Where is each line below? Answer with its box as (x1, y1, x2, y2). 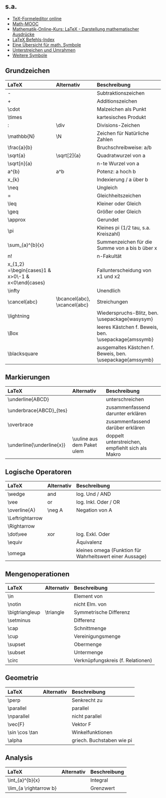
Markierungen (5, 373, 50, 382)
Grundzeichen (5, 67, 50, 75)
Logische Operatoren (5, 468, 72, 476)
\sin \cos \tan (7, 729, 39, 736)
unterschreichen (106, 396, 144, 403)
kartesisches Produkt (96, 114, 146, 120)
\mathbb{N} (7, 133, 35, 140)
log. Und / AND (76, 491, 111, 498)
